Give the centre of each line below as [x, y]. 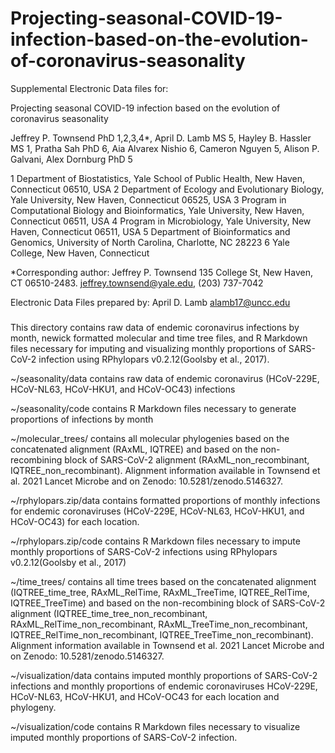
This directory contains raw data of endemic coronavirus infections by [155, 327]
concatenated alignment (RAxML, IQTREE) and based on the [134, 449]
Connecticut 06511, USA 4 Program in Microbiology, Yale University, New [161, 221]
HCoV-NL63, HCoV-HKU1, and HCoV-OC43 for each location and [145, 696]
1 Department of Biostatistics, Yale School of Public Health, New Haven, [158, 178]
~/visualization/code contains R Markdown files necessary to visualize [155, 726]
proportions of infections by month [82, 419]
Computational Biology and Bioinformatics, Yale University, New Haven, [157, 210]
